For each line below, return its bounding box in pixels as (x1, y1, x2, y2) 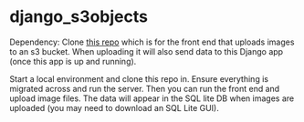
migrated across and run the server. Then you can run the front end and (9, 83, 280, 94)
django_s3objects (9, 6, 149, 27)
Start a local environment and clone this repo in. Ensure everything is (9, 73, 269, 84)
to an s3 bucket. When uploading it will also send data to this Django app (9, 46, 284, 56)
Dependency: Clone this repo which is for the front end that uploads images (9, 36, 295, 47)
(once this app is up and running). (9, 56, 137, 66)
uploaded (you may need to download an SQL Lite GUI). (9, 102, 219, 113)
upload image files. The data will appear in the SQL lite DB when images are (9, 93, 295, 104)
